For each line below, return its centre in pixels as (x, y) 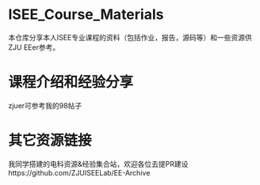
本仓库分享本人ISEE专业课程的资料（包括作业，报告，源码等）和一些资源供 (130, 37)
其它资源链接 (50, 141)
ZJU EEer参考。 (34, 47)
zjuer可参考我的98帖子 (45, 105)
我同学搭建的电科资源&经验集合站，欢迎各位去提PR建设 (98, 164)
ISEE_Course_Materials (86, 15)
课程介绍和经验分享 (71, 83)
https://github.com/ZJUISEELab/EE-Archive (79, 172)
